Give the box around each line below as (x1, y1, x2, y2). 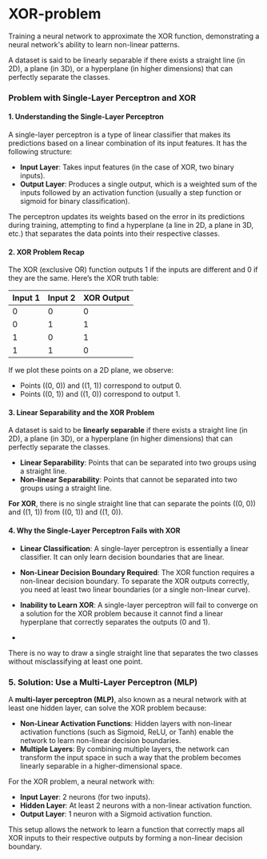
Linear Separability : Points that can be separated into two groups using (19, 457, 257, 468)
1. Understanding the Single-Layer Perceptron (8, 112, 164, 122)
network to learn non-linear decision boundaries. (19, 735, 181, 745)
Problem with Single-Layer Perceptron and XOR (8, 92, 197, 103)
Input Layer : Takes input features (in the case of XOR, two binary (19, 162, 234, 172)
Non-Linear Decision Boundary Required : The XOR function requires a (19, 567, 255, 577)
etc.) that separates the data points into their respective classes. (8, 229, 221, 238)
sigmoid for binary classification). (19, 197, 130, 206)
